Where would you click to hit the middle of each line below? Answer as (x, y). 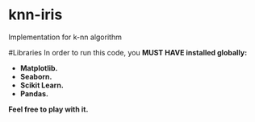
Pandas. (34, 93)
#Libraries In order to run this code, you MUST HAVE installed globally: (128, 52)
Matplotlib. (39, 68)
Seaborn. (36, 76)
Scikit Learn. (42, 85)
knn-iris (36, 15)
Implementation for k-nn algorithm (65, 37)
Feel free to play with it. (48, 109)
